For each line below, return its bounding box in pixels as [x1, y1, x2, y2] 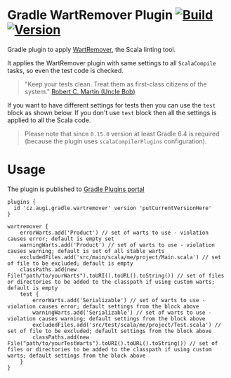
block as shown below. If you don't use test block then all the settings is [7, 108, 217, 117]
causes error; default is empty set [7, 235, 114, 242]
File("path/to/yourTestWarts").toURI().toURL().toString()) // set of [7, 339, 218, 347]
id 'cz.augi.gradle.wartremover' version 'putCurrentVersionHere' [13, 204, 212, 211]
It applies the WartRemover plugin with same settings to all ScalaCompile [7, 58, 216, 67]
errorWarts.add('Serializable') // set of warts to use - [32, 296, 206, 304]
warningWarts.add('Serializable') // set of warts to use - [32, 309, 212, 316]
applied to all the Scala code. [7, 116, 91, 124]
